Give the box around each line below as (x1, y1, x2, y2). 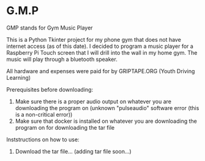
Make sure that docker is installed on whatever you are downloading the (15, 117, 197, 125)
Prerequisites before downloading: (6, 85, 94, 93)
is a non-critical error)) (15, 111, 73, 118)
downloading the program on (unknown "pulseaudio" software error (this (15, 104, 199, 111)
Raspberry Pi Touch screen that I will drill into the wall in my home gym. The (6, 49, 198, 56)
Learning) (6, 74, 31, 81)
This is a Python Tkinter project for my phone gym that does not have (6, 36, 182, 43)
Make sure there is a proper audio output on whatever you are (15, 98, 172, 105)
